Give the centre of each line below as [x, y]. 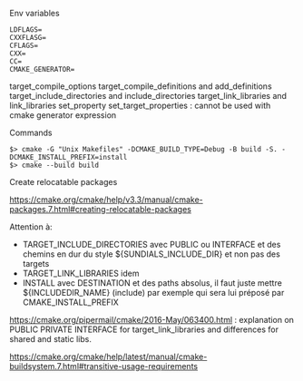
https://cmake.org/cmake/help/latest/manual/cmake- [108, 357]
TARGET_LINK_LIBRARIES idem [81, 273]
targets [36, 264]
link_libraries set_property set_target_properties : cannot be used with [140, 105]
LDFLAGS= [26, 30]
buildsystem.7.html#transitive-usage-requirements [103, 366]
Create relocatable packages [64, 182]
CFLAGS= [24, 45]
